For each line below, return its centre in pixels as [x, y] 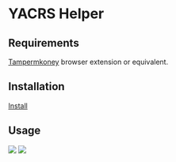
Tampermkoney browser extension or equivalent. [88, 62]
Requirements [44, 43]
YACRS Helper [56, 14]
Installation [36, 87]
